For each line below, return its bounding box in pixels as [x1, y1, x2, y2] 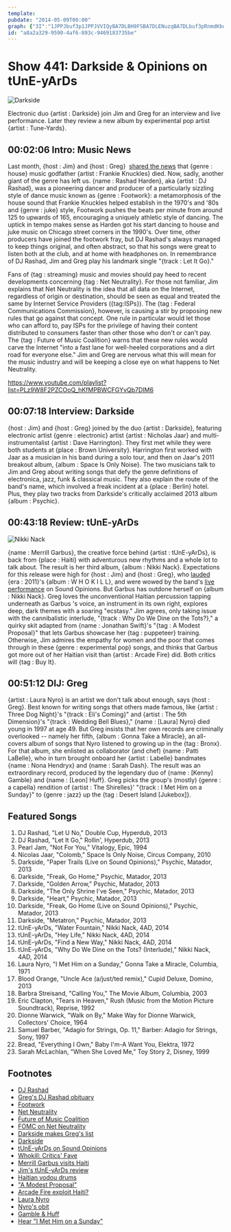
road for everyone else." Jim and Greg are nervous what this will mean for [8, 351, 217, 358]
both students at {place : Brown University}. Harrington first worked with [8, 446, 212, 454]
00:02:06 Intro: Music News [8, 144, 132, 155]
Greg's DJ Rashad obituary [17, 1093, 95, 1102]
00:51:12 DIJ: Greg [8, 678, 88, 689]
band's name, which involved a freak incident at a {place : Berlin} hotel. [8, 482, 209, 490]
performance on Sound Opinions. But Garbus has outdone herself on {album [8, 584, 224, 593]
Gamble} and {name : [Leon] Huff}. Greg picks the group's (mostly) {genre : [8, 776, 221, 784]
